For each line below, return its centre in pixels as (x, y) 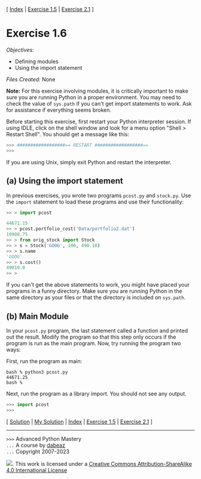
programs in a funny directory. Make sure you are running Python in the (94, 291)
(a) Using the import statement (65, 181)
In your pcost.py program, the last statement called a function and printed (97, 330)
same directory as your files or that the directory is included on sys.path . (96, 297)
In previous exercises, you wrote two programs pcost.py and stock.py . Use (99, 195)
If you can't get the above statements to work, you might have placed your (98, 285)
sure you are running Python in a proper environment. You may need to (94, 97)
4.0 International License (37, 470)
